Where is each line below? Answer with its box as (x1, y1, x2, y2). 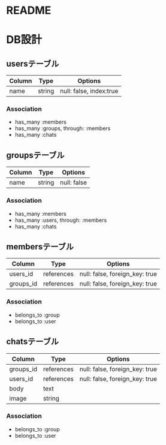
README (6, 4, 52, 17)
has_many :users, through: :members (14, 217, 107, 224)
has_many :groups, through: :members (14, 125, 111, 132)
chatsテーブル (6, 336, 59, 347)
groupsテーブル (6, 150, 65, 160)
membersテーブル (6, 241, 74, 252)
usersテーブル (6, 58, 59, 69)
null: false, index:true (59, 87, 119, 95)
